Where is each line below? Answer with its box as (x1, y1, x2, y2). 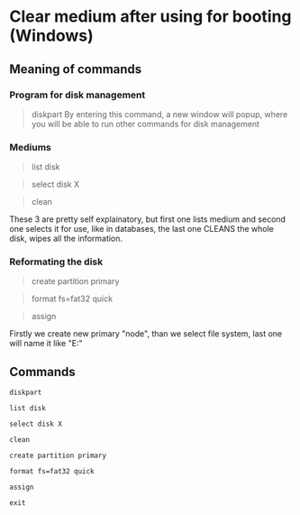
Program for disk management (9, 88, 146, 101)
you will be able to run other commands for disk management (31, 118, 259, 129)
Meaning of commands (9, 61, 142, 77)
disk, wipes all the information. (9, 233, 123, 244)
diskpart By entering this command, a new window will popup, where (31, 108, 288, 119)
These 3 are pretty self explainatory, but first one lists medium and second (9, 214, 286, 225)
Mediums (9, 141, 52, 153)
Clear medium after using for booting (9, 6, 292, 27)
